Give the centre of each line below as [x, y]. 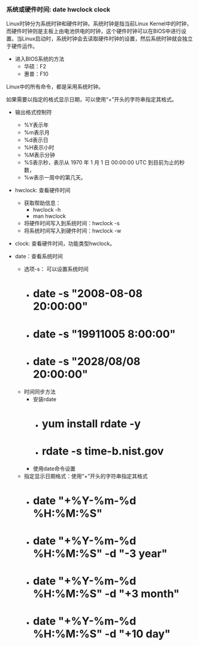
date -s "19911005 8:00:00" [104, 334]
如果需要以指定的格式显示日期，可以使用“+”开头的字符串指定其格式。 [92, 100]
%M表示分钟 [39, 155]
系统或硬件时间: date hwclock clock [58, 9]
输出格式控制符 [33, 112]
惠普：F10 [36, 74]
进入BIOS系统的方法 [40, 59]
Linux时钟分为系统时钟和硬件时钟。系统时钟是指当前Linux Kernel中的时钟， [99, 24]
